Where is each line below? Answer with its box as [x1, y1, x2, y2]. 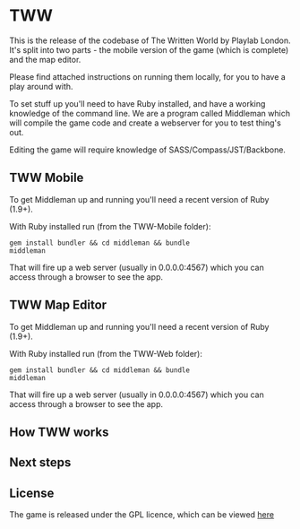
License [9, 485, 55, 500]
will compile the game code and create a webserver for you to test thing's [9, 117, 282, 128]
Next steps [9, 455, 72, 471]
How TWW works [9, 424, 109, 439]
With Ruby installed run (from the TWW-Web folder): [9, 348, 203, 359]
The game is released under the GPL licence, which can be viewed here [9, 509, 275, 520]
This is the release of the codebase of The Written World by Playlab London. [9, 35, 291, 46]
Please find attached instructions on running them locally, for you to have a [9, 71, 287, 82]
